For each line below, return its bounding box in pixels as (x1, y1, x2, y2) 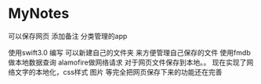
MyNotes (8, 5, 70, 23)
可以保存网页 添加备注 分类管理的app (8, 31, 128, 40)
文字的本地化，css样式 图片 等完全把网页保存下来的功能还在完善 (14, 67, 223, 76)
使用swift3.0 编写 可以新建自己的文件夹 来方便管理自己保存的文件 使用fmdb (8, 47, 251, 57)
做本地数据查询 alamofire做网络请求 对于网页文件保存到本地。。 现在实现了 (8, 58, 247, 67)
